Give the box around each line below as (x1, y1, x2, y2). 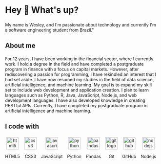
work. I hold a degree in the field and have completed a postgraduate (5, 61, 144, 67)
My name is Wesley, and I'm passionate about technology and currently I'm (5, 22, 156, 28)
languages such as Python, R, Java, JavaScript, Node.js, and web (5, 93, 137, 98)
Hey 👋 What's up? (5, 4, 79, 16)
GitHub (122, 153, 137, 159)
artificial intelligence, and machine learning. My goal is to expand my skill (5, 82, 152, 88)
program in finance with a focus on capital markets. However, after (5, 66, 139, 72)
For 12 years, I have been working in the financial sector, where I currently (5, 56, 154, 62)
